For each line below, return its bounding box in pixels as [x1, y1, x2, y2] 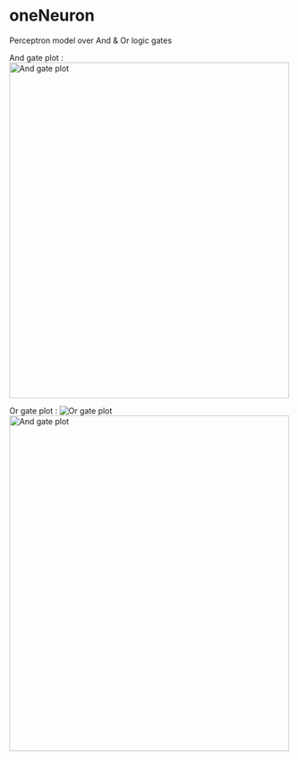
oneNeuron [9, 5, 96, 26]
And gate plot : [9, 52, 64, 63]
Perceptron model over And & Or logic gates [9, 35, 173, 46]
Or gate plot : [9, 405, 58, 416]
